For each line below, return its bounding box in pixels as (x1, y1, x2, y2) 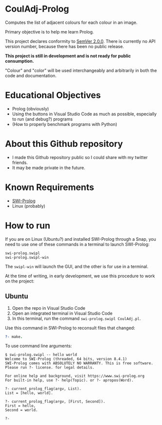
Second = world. (5, 407, 38, 413)
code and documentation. (5, 72, 57, 78)
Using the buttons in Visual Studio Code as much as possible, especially (12, 111, 157, 117)
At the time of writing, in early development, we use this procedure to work (5, 273, 155, 279)
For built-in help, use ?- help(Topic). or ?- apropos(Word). (5, 378, 134, 383)
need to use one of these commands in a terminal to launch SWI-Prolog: (5, 241, 150, 247)
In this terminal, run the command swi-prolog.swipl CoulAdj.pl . (12, 315, 141, 321)
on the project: (5, 278, 35, 284)
